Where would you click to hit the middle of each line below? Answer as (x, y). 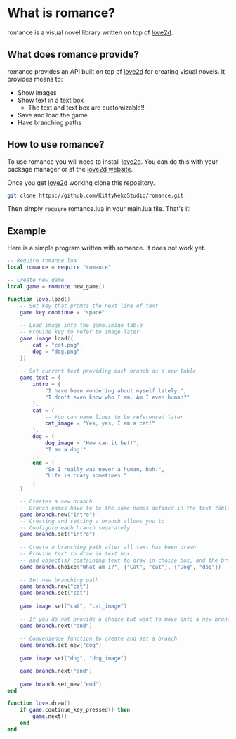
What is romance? (61, 13)
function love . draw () (39, 703)
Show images (37, 92)
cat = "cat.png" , (58, 345)
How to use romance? (56, 144)
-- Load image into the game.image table (81, 326)
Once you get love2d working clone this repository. (81, 182)
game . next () (50, 716)
